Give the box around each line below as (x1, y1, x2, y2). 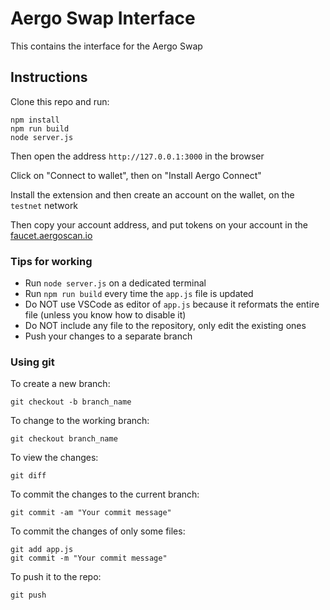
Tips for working (10, 254, 93, 268)
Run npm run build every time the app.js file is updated (24, 288, 254, 300)
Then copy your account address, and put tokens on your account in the (10, 218, 308, 231)
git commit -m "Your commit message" (10, 553, 168, 564)
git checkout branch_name (10, 434, 118, 444)
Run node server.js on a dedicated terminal (24, 277, 207, 289)
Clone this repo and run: (10, 95, 110, 107)
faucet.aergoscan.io (10, 229, 93, 241)
